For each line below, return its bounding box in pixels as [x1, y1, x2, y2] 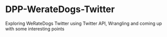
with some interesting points [5, 25, 64, 31]
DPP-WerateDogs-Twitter [5, 4, 115, 15]
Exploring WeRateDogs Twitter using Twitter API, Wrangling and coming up [5, 20, 162, 26]
